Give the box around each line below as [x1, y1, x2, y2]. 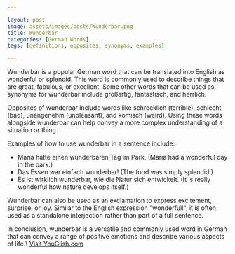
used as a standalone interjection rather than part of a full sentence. [7, 211, 204, 220]
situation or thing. [7, 126, 58, 134]
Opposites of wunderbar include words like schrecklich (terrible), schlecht [7, 104, 222, 112]
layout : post [7, 16, 46, 23]
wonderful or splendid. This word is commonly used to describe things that [7, 75, 224, 84]
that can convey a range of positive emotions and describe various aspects [7, 232, 225, 241]
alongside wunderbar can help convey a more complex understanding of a [7, 118, 223, 127]
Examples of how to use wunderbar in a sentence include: [7, 139, 175, 148]
